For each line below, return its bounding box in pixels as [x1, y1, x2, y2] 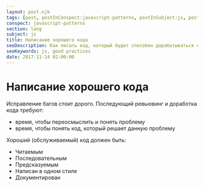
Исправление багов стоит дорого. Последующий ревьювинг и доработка [6, 100, 197, 107]
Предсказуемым [15, 161, 59, 168]
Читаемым [15, 148, 44, 155]
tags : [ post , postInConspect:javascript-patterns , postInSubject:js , [6, 15, 186, 21]
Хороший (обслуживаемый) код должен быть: [6, 136, 126, 143]
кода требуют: [6, 107, 44, 114]
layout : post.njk [6, 8, 50, 15]
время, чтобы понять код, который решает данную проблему [15, 125, 175, 132]
